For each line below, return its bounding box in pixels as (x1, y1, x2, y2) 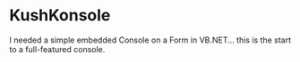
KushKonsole (9, 5, 111, 26)
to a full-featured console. (9, 43, 106, 54)
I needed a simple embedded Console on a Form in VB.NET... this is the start (9, 35, 292, 45)
